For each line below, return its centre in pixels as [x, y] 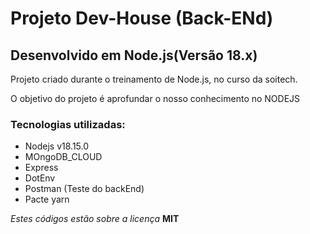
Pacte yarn [47, 199]
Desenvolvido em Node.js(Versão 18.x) [134, 55]
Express [41, 168]
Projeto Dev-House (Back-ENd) [142, 18]
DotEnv [40, 178]
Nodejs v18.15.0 [57, 146]
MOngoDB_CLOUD [63, 157]
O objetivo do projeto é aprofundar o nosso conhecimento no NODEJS [155, 98]
